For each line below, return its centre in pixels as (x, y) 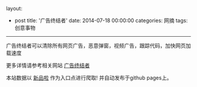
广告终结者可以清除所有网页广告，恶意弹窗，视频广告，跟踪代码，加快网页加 (98, 46)
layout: (14, 8)
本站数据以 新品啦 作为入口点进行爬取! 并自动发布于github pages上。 (89, 78)
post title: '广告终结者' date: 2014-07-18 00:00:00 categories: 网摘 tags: (101, 20)
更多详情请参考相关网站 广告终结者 (48, 65)
